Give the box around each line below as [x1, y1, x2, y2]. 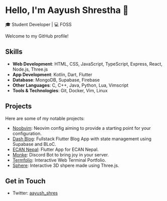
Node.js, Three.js [12, 66, 48, 72]
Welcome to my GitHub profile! [5, 33, 69, 39]
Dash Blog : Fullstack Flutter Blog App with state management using [12, 135, 152, 142]
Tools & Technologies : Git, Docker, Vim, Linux [12, 87, 108, 93]
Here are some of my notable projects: [5, 115, 85, 121]
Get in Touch [5, 176, 46, 185]
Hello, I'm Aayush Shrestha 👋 [5, 5, 129, 16]
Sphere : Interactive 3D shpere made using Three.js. [12, 162, 119, 168]
